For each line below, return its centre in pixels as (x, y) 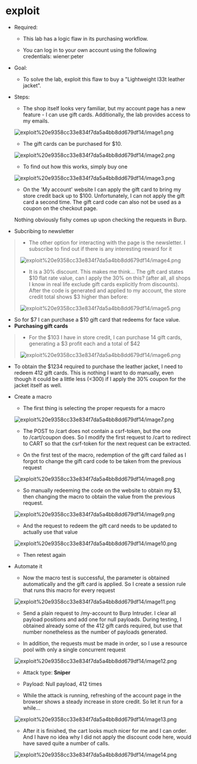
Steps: (22, 97)
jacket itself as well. (38, 385)
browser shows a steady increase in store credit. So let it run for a (103, 701)
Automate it (28, 566)
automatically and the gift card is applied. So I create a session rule (104, 584)
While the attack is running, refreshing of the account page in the (102, 695)
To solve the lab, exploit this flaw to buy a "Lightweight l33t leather (104, 79)
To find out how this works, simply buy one (75, 166)
